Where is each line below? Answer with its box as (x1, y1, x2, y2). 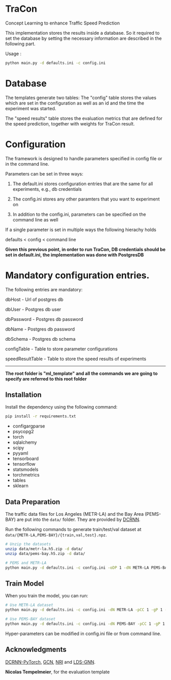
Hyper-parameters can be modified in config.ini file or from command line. (5, 631, 162, 637)
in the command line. (5, 161, 49, 167)
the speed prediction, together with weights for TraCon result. (5, 120, 135, 127)
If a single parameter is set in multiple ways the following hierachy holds (5, 226, 157, 233)
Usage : (5, 51, 22, 57)
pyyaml (12, 450, 28, 457)
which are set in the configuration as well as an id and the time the (5, 100, 145, 106)
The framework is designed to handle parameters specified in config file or (5, 155, 162, 161)
